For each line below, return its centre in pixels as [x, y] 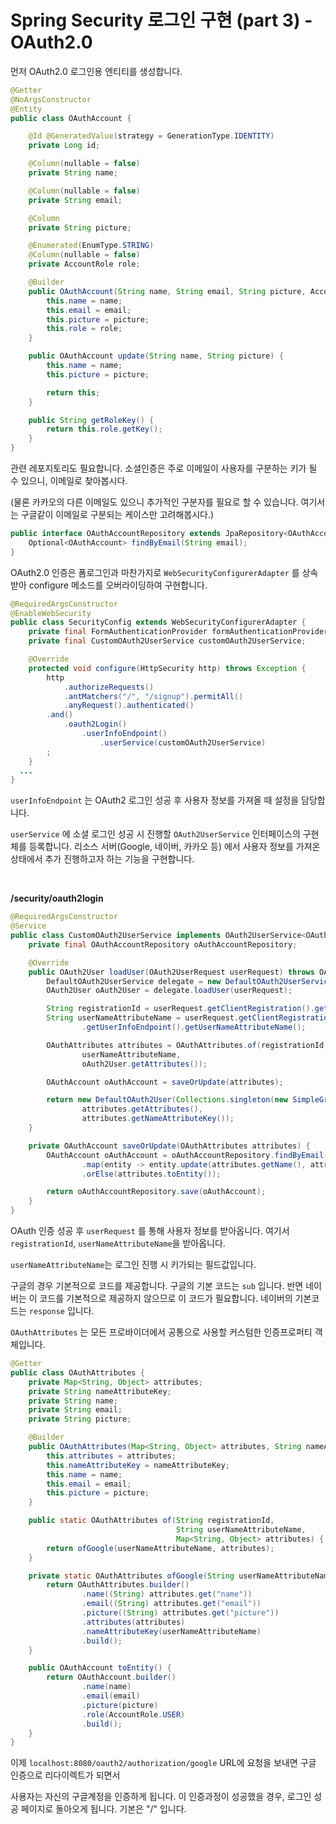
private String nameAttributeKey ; [100, 1391]
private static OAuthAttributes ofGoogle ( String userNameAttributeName [180, 1576]
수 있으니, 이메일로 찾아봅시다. [69, 481]
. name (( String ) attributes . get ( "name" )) [167, 1594]
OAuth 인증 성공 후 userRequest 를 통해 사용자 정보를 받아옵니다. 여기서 [150, 1231]
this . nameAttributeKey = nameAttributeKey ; [138, 1465]
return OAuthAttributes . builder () [118, 1585]
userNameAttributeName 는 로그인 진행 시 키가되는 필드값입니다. [133, 1265]
